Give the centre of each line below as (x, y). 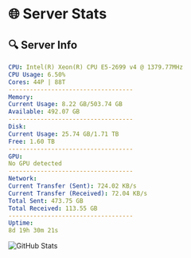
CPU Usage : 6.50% (37, 74)
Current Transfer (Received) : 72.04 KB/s (78, 193)
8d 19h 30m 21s (33, 231)
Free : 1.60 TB (32, 141)
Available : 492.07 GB (44, 112)
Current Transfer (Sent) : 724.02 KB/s (72, 186)
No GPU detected (35, 164)
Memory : (21, 97)
